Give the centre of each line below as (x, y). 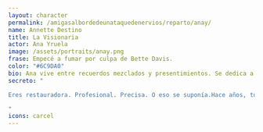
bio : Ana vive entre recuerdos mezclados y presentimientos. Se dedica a (131, 73)
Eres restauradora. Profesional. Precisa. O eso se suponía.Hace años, (127, 95)
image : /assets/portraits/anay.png (66, 52)
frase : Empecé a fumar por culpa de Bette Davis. (91, 59)
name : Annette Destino (45, 30)
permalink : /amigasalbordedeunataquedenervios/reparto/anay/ (110, 23)
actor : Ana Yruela (38, 45)
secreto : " (26, 80)
